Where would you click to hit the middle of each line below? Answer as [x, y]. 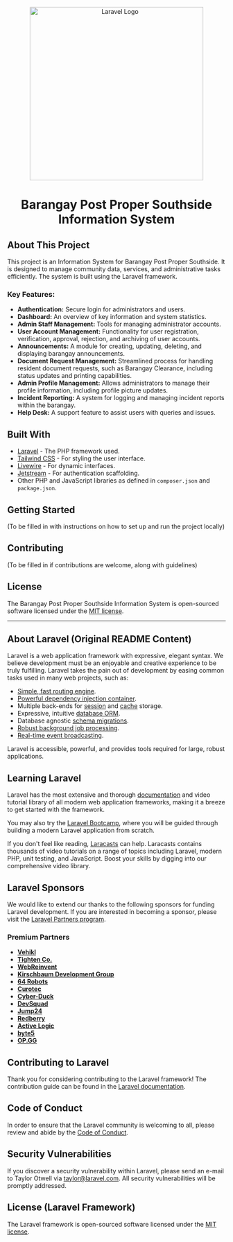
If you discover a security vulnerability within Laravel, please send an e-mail [115, 1171]
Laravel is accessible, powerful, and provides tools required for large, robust [116, 749]
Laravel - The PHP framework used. [68, 451]
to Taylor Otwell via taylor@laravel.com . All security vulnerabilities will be [112, 1178]
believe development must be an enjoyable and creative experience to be [112, 663]
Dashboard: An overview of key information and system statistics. [112, 317]
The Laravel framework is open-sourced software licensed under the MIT [112, 1224]
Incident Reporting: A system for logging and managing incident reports [121, 398]
